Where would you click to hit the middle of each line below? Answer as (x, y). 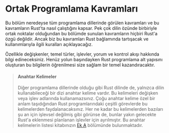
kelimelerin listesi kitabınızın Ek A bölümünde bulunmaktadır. (80, 125)
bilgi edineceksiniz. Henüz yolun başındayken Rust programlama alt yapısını (84, 59)
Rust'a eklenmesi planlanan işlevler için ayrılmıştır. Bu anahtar (81, 120)
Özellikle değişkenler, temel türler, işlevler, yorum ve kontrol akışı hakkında (82, 54)
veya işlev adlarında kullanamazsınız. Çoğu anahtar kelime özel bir (86, 99)
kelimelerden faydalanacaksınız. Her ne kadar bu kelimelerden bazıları (90, 109)
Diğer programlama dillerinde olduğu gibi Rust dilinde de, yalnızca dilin (91, 88)
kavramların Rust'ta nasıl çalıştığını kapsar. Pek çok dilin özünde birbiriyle (81, 28)
